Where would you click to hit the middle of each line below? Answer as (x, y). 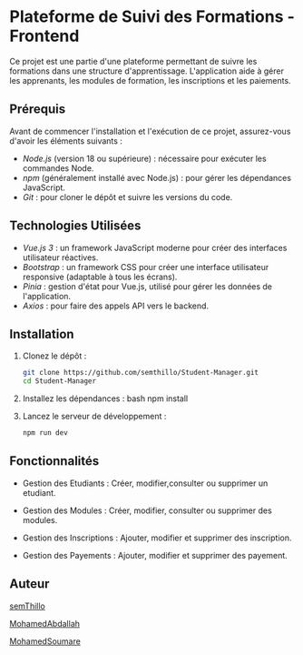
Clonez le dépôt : (54, 356)
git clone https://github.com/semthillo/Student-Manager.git (141, 373)
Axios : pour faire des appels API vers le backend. (116, 306)
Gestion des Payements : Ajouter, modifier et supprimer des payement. (155, 555)
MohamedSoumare (45, 641)
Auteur (29, 584)
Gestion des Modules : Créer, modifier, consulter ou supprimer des (147, 510)
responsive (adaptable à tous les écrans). (100, 277)
